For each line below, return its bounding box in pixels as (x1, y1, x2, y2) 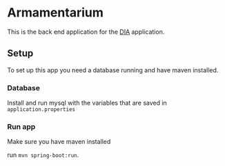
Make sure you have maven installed (7, 138, 111, 146)
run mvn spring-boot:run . (7, 151, 79, 159)
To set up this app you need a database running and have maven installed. (7, 65, 219, 74)
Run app (7, 122, 36, 132)
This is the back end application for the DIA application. (7, 28, 165, 36)
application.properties (7, 106, 76, 113)
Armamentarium (7, 5, 104, 21)
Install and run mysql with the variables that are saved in (7, 98, 167, 107)
